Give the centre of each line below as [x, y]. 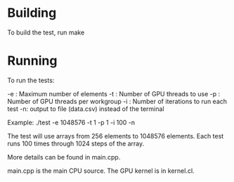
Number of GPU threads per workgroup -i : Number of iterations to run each [117, 101]
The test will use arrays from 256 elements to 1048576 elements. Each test [116, 136]
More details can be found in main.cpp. [64, 157]
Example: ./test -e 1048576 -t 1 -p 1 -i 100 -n [71, 122]
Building [32, 13]
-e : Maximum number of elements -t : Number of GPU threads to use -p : [113, 93]
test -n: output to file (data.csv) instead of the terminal [86, 109]
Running [32, 61]
